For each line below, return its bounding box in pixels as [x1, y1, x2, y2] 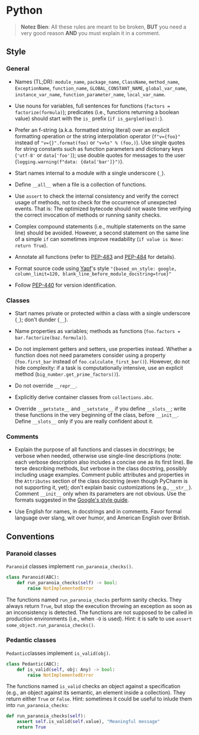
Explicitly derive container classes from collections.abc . [14, 393, 154, 401]
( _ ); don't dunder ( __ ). [14, 316, 68, 323]
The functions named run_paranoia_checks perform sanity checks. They [6, 596, 182, 603]
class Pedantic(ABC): [6, 661, 60, 667]
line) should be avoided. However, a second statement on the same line [14, 229, 190, 236]
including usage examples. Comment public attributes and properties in [14, 471, 190, 479]
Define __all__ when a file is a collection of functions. [14, 180, 147, 188]
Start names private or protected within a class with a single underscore [14, 309, 191, 316]
